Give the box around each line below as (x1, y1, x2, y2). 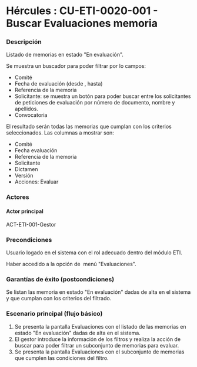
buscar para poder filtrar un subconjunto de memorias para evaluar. (14, 342, 179, 349)
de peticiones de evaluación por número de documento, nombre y (14, 99, 175, 106)
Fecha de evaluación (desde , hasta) (14, 80, 103, 87)
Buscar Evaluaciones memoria (6, 17, 158, 30)
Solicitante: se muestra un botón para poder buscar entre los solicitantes (14, 93, 191, 100)
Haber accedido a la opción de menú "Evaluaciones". (6, 260, 136, 267)
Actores (6, 193, 29, 201)
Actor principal (6, 208, 44, 215)
